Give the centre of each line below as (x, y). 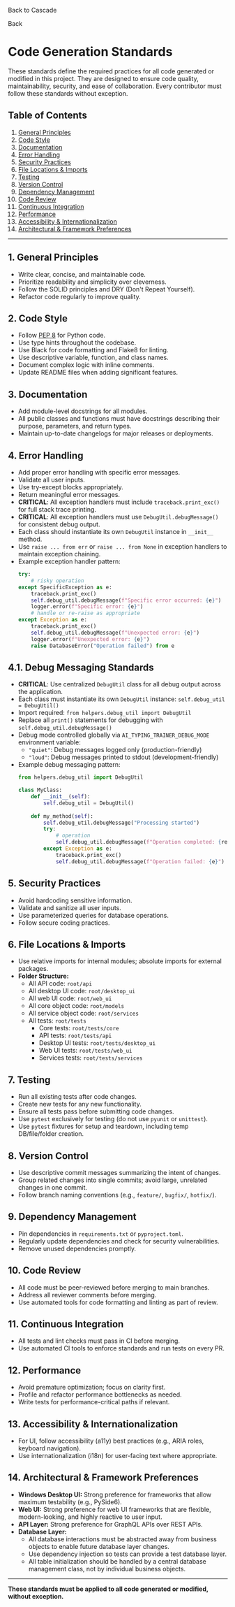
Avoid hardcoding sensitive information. (75, 900)
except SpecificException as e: (65, 587)
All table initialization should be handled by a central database (117, 1561)
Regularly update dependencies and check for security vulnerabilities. (119, 1241)
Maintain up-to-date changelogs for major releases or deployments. (115, 433)
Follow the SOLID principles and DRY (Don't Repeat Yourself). (106, 289)
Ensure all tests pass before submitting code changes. (96, 1111)
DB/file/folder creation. (51, 1134)
